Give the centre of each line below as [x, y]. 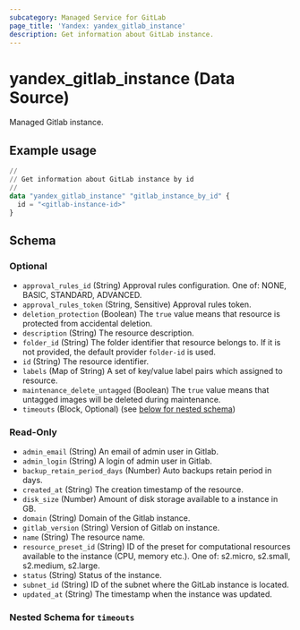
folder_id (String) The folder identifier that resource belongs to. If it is [151, 343]
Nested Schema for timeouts [72, 617]
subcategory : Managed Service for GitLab [88, 17]
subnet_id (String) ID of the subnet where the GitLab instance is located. [155, 585]
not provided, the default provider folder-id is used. [119, 352]
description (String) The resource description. [108, 333]
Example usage [53, 150]
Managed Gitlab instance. [57, 123]
